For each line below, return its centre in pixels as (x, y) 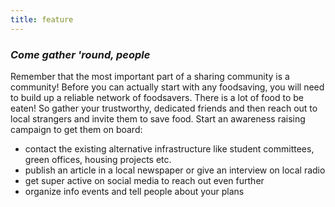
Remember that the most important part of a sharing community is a (150, 76)
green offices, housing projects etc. (98, 159)
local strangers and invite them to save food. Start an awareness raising (158, 118)
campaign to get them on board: (76, 129)
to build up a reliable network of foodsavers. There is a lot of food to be (157, 97)
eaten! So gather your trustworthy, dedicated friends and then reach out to (164, 108)
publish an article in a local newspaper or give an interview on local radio (175, 170)
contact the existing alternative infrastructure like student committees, (169, 148)
